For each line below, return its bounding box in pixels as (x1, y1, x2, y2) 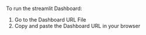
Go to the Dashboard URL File (14, 16, 86, 23)
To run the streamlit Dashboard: (6, 5, 82, 12)
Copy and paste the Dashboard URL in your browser (14, 23, 141, 29)
